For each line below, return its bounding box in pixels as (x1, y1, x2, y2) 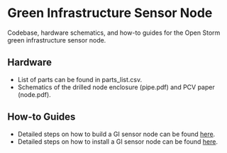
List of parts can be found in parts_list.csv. (17, 75, 143, 84)
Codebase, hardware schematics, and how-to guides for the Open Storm (7, 28, 221, 37)
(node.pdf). (17, 90, 51, 98)
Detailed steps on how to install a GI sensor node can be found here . (17, 137, 218, 146)
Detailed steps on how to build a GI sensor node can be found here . (17, 130, 216, 138)
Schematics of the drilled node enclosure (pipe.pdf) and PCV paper (17, 83, 215, 91)
